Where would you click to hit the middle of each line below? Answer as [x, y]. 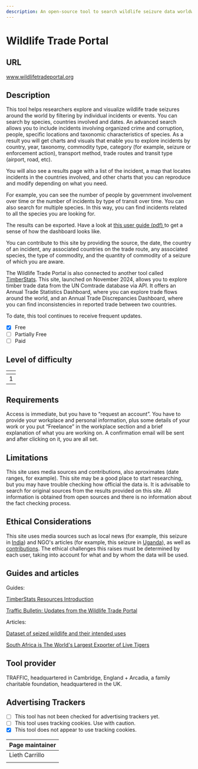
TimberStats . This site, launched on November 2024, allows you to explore [97, 279]
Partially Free [31, 334]
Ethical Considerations [49, 522]
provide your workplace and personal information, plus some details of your [98, 420]
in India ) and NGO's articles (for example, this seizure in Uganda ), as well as [98, 542]
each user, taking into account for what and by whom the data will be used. [97, 555]
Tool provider [31, 664]
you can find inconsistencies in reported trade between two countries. [91, 305]
